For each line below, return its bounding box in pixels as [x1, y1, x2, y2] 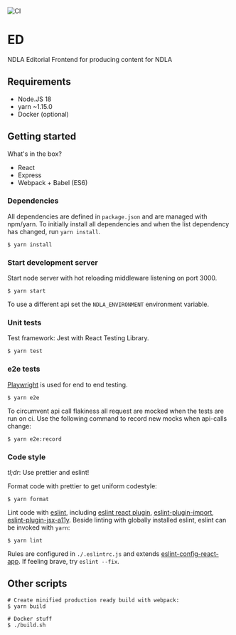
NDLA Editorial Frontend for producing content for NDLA [7, 55, 173, 63]
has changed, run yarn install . [7, 227, 101, 236]
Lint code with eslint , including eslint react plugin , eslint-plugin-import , [7, 508, 215, 517]
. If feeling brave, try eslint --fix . [18, 557, 119, 566]
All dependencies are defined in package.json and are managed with [7, 212, 208, 221]
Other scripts [7, 577, 68, 590]
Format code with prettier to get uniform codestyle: [7, 482, 158, 490]
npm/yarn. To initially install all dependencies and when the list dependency [7, 219, 230, 228]
